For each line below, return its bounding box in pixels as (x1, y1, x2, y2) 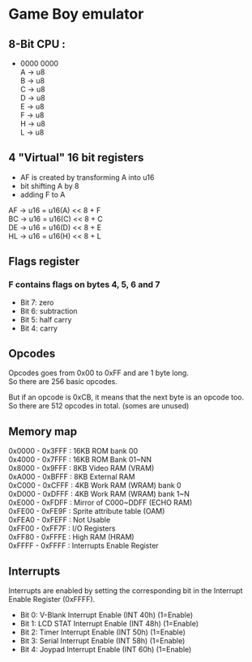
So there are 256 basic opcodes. (8, 377, 117, 387)
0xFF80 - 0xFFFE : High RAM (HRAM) (8, 532, 135, 542)
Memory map (8, 425, 78, 438)
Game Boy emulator (8, 5, 144, 23)
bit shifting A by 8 (19, 181, 79, 190)
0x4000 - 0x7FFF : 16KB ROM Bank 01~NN (8, 455, 152, 464)
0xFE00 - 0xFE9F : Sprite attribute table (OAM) (8, 506, 165, 516)
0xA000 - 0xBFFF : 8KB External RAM (8, 472, 135, 482)
